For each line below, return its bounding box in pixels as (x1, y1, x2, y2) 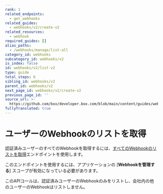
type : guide (5, 70, 29, 75)
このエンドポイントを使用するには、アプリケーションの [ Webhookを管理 (5, 162, 151, 167)
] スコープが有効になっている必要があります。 (9, 167, 101, 173)
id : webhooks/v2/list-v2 (5, 66, 55, 71)
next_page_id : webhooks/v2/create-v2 (5, 88, 81, 93)
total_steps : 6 (5, 75, 36, 79)
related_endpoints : (5, 12, 45, 16)
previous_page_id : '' (5, 92, 49, 97)
